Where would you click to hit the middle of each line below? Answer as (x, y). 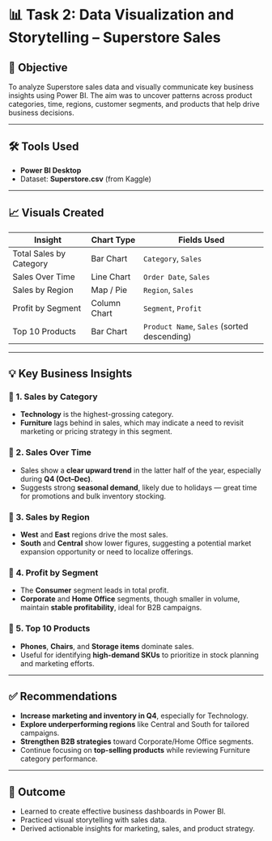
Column (106, 303)
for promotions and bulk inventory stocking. (93, 496)
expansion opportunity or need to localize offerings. (106, 551)
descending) (167, 336)
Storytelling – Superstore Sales (115, 38)
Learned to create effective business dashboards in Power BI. (123, 811)
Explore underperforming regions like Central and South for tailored (134, 724)
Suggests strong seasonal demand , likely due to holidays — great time (138, 487)
